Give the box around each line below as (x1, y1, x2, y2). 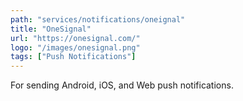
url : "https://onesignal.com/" (10, 33, 141, 43)
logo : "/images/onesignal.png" (10, 42, 141, 53)
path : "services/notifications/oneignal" (10, 14, 186, 25)
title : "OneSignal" (10, 24, 92, 34)
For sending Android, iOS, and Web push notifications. (10, 79, 234, 91)
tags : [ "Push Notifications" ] (10, 52, 137, 62)
